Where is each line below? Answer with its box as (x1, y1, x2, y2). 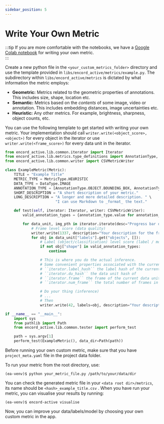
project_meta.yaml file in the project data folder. (5, 353, 102, 359)
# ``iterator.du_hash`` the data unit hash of (40, 271, 137, 276)
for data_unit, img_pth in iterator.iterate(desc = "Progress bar (22, 221, 156, 226)
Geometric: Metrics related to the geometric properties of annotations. (12, 89, 155, 95)
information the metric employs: (5, 80, 69, 85)
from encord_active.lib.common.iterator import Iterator (5, 149, 123, 154)
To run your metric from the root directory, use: (5, 362, 100, 368)
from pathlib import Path (14, 320, 67, 325)
